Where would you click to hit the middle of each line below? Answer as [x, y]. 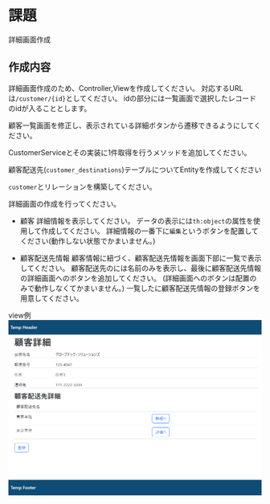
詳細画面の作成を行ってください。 [64, 203]
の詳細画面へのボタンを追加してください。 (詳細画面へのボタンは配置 [135, 278]
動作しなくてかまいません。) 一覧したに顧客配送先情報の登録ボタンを [147, 288]
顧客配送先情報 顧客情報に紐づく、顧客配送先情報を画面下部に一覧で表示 [141, 258]
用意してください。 [51, 298]
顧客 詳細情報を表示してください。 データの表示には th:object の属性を [137, 220]
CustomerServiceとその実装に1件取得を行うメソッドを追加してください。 [130, 152]
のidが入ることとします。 [50, 108]
